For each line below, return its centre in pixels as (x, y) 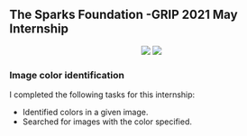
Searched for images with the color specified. (107, 122)
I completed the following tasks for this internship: (102, 95)
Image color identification (67, 75)
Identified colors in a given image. (85, 113)
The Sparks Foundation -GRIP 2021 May (123, 15)
